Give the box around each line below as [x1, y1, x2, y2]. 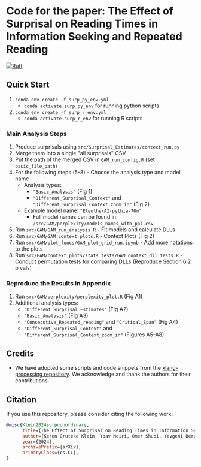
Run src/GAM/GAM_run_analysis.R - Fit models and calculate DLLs [14, 226, 175, 233]
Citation [6, 394, 37, 405]
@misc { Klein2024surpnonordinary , [6, 421, 90, 428]
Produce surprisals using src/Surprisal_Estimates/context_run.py [14, 143, 180, 150]
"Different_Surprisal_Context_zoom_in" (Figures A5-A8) [23, 331, 165, 338]
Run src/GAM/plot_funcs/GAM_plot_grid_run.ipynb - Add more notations [14, 239, 193, 246]
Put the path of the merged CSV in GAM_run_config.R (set [14, 156, 156, 163]
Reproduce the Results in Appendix [6, 279, 111, 287]
